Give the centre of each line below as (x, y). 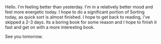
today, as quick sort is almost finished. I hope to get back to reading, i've (78, 17)
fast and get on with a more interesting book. (50, 27)
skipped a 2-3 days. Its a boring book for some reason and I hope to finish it (81, 22)
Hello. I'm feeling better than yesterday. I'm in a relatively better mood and (79, 7)
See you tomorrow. (24, 36)
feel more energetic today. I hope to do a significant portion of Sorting (75, 12)
